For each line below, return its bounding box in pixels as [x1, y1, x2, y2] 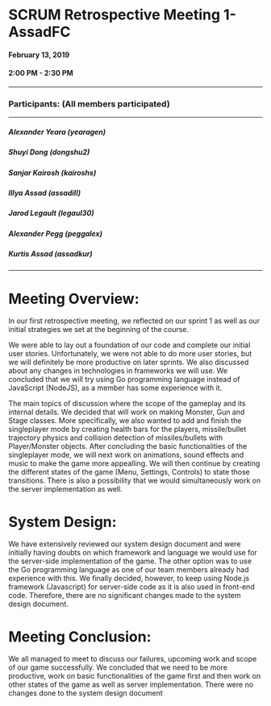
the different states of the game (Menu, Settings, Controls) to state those [8, 467, 250, 477]
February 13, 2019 [8, 50, 70, 60]
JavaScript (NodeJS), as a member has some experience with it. [8, 383, 223, 392]
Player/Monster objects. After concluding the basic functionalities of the [8, 442, 248, 451]
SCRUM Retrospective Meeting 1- [8, 6, 236, 24]
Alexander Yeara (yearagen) [8, 127, 106, 136]
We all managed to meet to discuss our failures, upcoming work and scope [8, 654, 257, 664]
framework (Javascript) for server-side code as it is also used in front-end [8, 582, 256, 592]
